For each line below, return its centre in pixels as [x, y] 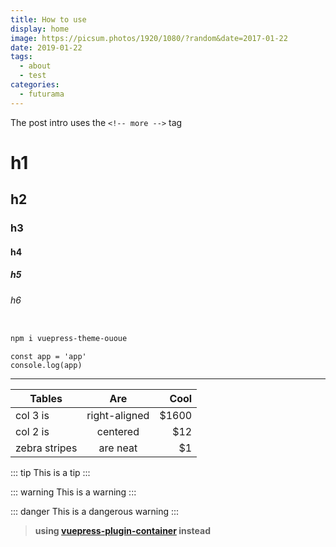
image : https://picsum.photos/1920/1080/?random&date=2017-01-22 [149, 38]
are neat [118, 448]
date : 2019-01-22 [46, 47]
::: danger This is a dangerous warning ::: [95, 512]
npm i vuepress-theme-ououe [69, 339]
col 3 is [32, 416]
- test [33, 76]
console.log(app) [46, 366]
